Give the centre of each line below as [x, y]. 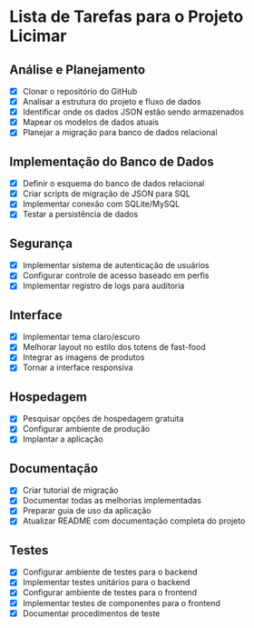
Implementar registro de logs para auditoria [103, 286]
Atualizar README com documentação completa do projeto [134, 521]
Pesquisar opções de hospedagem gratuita [103, 419]
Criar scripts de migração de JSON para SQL [106, 194]
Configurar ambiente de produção [86, 429]
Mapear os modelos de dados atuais [91, 122]
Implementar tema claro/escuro [81, 337]
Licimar [38, 36]
